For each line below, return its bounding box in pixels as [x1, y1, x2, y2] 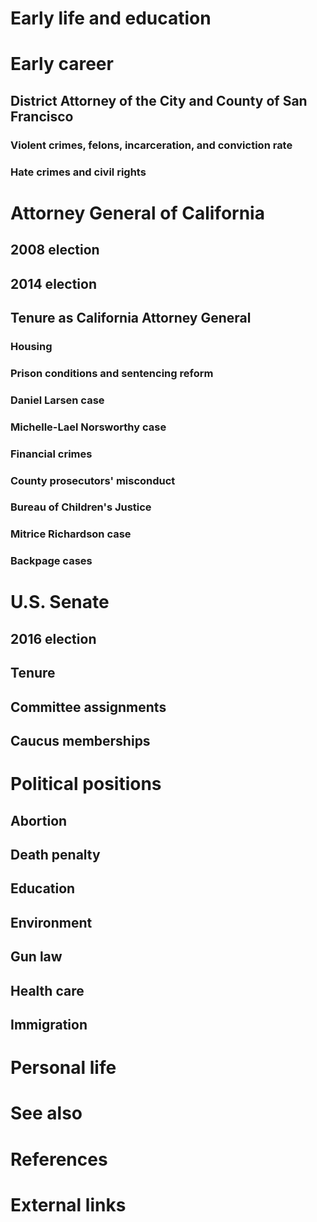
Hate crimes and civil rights [10, 165, 147, 179]
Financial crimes [10, 447, 93, 461]
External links [10, 1193, 127, 1216]
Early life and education [10, 7, 212, 30]
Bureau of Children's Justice [10, 500, 152, 514]
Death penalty [10, 846, 101, 863]
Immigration [10, 1016, 88, 1033]
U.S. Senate [10, 591, 110, 614]
